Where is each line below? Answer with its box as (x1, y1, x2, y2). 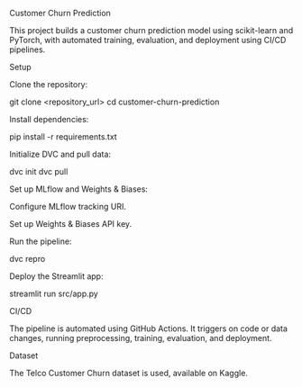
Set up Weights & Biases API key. (9, 219, 133, 229)
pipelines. (9, 44, 46, 55)
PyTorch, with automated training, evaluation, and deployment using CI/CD (9, 35, 287, 45)
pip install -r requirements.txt (9, 131, 117, 142)
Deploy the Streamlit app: (9, 271, 104, 282)
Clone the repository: (9, 79, 88, 89)
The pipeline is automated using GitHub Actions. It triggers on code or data (9, 323, 288, 334)
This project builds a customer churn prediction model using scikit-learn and (9, 25, 294, 35)
